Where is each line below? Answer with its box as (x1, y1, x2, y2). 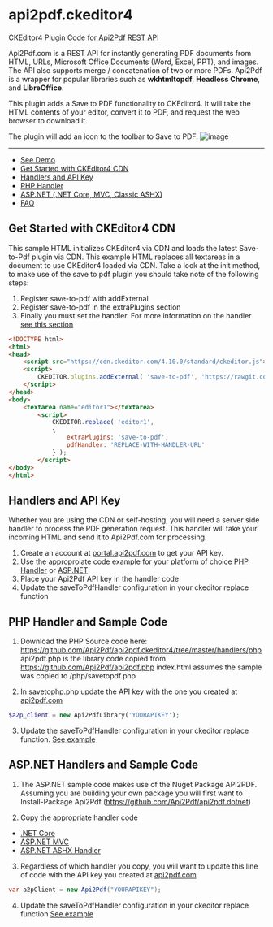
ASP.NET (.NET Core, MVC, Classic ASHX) (19, 189, 163, 199)
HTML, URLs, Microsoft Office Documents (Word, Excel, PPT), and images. (8, 57, 259, 67)
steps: (8, 278, 29, 288)
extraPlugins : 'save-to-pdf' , (66, 433, 169, 442)
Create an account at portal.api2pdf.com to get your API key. (19, 548, 223, 558)
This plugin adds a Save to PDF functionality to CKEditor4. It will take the (8, 98, 252, 108)
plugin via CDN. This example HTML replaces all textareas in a (31, 252, 240, 262)
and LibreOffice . (8, 83, 64, 93)
